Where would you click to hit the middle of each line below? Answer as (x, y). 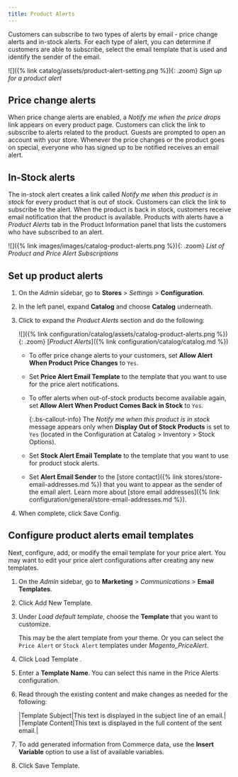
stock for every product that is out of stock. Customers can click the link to (117, 202)
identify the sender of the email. (55, 57)
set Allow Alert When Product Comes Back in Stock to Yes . (116, 406)
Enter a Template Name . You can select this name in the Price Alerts (118, 673)
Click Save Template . (49, 765)
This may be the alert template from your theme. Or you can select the (121, 638)
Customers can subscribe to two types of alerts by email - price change (113, 34)
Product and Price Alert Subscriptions (63, 253)
